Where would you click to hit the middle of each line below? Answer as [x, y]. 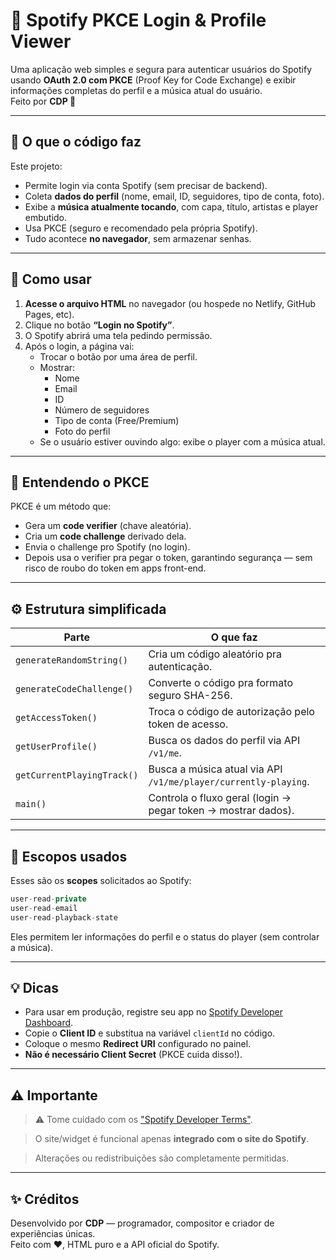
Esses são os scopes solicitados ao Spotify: [101, 880]
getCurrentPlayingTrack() [77, 775]
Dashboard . [49, 1023]
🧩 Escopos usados [69, 856]
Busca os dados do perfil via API [224, 741]
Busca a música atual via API [215, 769]
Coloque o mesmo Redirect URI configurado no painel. [138, 1044]
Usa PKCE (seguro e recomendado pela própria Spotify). [141, 228]
